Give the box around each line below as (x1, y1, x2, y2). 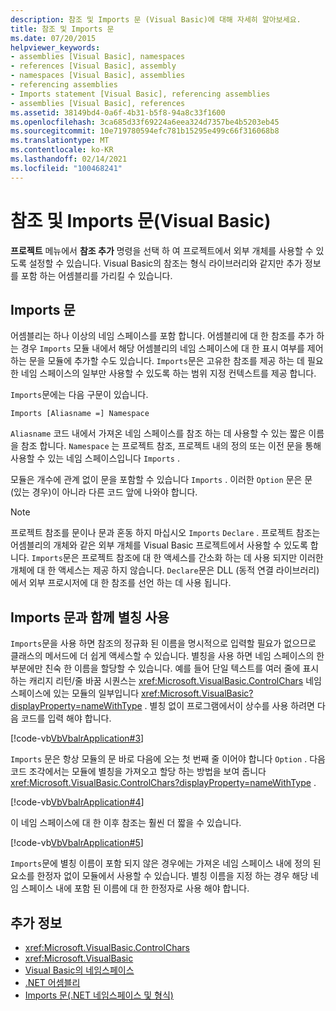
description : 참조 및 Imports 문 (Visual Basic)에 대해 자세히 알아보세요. (10, 14, 302, 25)
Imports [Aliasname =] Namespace (10, 409, 150, 419)
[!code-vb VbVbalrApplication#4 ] (10, 796, 145, 808)
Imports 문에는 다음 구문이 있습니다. (10, 389, 149, 401)
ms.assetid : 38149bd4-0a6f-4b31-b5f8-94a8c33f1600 (10, 107, 226, 118)
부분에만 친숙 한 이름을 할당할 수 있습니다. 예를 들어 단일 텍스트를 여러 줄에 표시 (10, 662, 320, 675)
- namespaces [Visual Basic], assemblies (10, 71, 186, 81)
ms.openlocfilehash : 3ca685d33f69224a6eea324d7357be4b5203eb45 (10, 117, 280, 127)
